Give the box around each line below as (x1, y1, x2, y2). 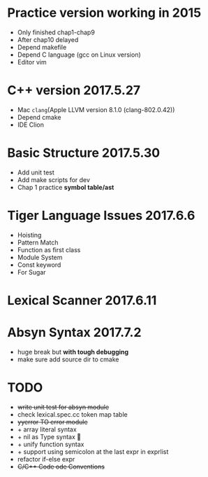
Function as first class (17, 245, 81, 254)
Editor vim (17, 57, 47, 66)
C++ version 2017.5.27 (7, 83, 141, 99)
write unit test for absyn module (17, 403, 110, 411)
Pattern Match (17, 238, 59, 247)
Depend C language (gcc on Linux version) (17, 50, 141, 59)
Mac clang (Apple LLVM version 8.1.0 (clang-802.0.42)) (17, 105, 175, 113)
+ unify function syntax (17, 440, 84, 448)
